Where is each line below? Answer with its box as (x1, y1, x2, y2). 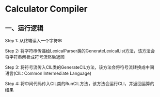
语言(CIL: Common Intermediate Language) (5, 70, 92, 76)
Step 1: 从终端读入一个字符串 (5, 38, 62, 43)
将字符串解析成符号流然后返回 (5, 54, 64, 60)
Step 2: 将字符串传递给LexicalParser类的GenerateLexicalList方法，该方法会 (5, 48, 155, 54)
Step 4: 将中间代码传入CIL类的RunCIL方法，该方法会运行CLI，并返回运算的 (5, 81, 155, 86)
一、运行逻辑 (5, 24, 44, 32)
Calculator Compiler (5, 3, 88, 15)
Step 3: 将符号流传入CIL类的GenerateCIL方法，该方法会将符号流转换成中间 (5, 65, 154, 70)
